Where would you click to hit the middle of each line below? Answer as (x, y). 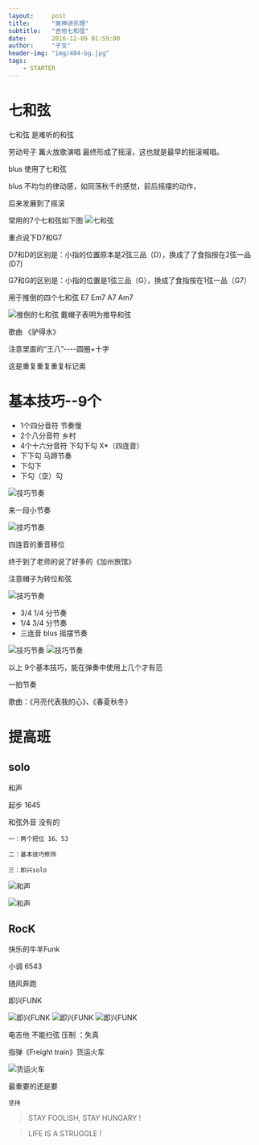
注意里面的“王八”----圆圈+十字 (59, 348)
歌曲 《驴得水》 (34, 331)
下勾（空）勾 (41, 476)
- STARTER (39, 69)
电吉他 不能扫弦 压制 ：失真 (53, 1035)
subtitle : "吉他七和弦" (49, 31)
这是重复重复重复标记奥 (47, 366)
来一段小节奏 (29, 510)
